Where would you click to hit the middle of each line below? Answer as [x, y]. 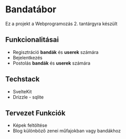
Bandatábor [31, 9]
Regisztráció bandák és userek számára [56, 52]
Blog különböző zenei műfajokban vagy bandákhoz [67, 131]
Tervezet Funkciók [35, 113]
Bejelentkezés [27, 57]
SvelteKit [22, 91]
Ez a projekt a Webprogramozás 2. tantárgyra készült [61, 24]
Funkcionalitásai [32, 40]
